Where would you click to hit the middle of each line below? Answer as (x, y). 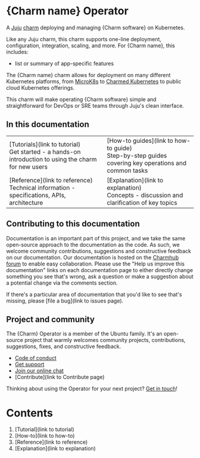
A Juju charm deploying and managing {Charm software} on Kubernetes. (96, 28)
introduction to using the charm (53, 159)
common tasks (127, 170)
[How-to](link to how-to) (45, 436)
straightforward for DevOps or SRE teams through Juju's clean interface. (95, 105)
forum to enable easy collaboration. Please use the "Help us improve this (96, 264)
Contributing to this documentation (73, 224)
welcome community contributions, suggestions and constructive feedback (99, 251)
